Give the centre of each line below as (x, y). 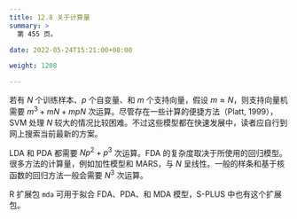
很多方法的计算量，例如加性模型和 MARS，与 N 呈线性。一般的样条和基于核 (147, 164)
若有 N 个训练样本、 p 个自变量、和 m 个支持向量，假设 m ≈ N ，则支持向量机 (148, 100)
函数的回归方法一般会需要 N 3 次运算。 (78, 175)
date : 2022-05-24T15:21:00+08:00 (71, 50)
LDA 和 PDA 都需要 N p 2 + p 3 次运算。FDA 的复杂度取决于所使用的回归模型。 (148, 152)
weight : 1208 (33, 66)
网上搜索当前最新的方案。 (56, 133)
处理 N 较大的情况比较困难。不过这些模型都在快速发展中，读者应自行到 (158, 122)
